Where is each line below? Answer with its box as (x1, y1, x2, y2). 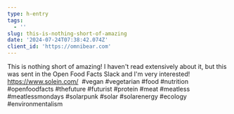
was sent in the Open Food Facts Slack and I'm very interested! (7, 70, 190, 78)
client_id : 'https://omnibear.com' (7, 43, 112, 50)
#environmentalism (7, 100, 63, 108)
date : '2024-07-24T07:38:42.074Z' (7, 37, 109, 44)
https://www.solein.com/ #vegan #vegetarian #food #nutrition (7, 77, 188, 85)
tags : (7, 17, 23, 24)
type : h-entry (7, 10, 49, 18)
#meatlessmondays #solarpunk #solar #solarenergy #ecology (7, 92, 188, 101)
